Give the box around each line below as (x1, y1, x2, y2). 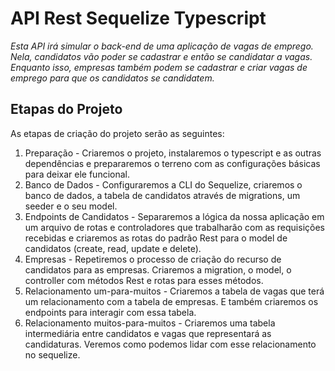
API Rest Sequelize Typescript (10, 7, 267, 30)
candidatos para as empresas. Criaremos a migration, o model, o (24, 263, 292, 276)
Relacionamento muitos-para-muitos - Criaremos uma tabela (24, 317, 276, 329)
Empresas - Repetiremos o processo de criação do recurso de (24, 253, 282, 265)
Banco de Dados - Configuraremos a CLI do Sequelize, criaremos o (24, 178, 303, 191)
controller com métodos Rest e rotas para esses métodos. (24, 274, 264, 286)
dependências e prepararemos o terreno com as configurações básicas (24, 157, 321, 169)
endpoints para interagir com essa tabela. (24, 306, 197, 318)
